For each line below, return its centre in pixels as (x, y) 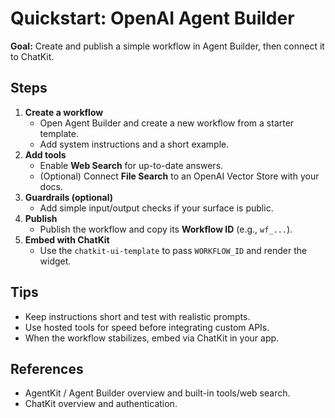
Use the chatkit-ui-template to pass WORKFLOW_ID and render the (173, 250)
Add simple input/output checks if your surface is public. (156, 208)
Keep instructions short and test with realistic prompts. (137, 316)
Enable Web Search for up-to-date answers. (131, 165)
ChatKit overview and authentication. (101, 404)
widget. (55, 261)
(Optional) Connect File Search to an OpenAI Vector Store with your (179, 176)
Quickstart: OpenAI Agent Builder (152, 18)
